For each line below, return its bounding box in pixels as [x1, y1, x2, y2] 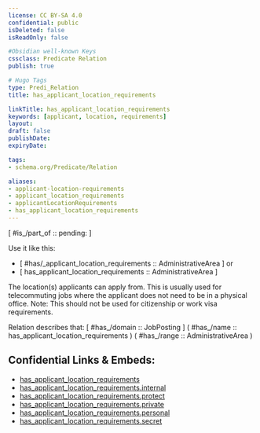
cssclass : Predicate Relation [8, 55, 108, 63]
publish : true [8, 62, 55, 71]
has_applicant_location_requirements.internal [19, 383, 167, 392]
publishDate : [8, 134, 51, 142]
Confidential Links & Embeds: [8, 354, 156, 367]
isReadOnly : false [8, 33, 68, 42]
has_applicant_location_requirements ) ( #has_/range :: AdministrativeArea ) [8, 331, 253, 340]
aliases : [8, 178, 37, 185]
